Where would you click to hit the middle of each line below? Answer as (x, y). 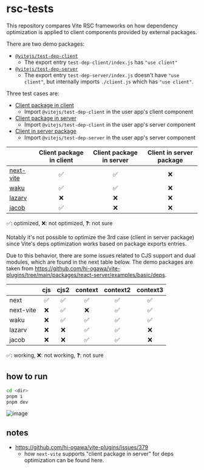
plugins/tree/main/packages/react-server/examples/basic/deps (86, 275)
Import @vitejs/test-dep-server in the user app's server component (110, 137)
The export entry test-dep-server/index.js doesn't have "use (102, 75)
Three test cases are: (33, 93)
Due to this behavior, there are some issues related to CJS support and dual (101, 255)
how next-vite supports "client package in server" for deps (99, 454)
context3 (150, 290)
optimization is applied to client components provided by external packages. (102, 32)
